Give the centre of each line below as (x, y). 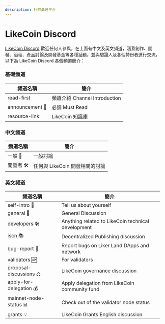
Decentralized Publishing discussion (103, 236)
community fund (80, 289)
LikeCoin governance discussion (99, 271)
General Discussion (84, 213)
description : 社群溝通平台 (30, 10)
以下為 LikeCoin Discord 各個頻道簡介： (45, 61)
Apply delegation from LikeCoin (98, 283)
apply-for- (20, 282)
